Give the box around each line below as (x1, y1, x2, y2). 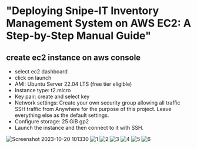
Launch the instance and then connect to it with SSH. (14, 125, 144, 131)
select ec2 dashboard (14, 68, 68, 75)
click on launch (14, 75, 52, 81)
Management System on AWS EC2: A (6, 16, 191, 30)
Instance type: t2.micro (14, 87, 71, 93)
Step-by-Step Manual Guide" (6, 29, 151, 42)
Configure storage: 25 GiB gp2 (14, 118, 89, 125)
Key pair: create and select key (14, 93, 90, 100)
